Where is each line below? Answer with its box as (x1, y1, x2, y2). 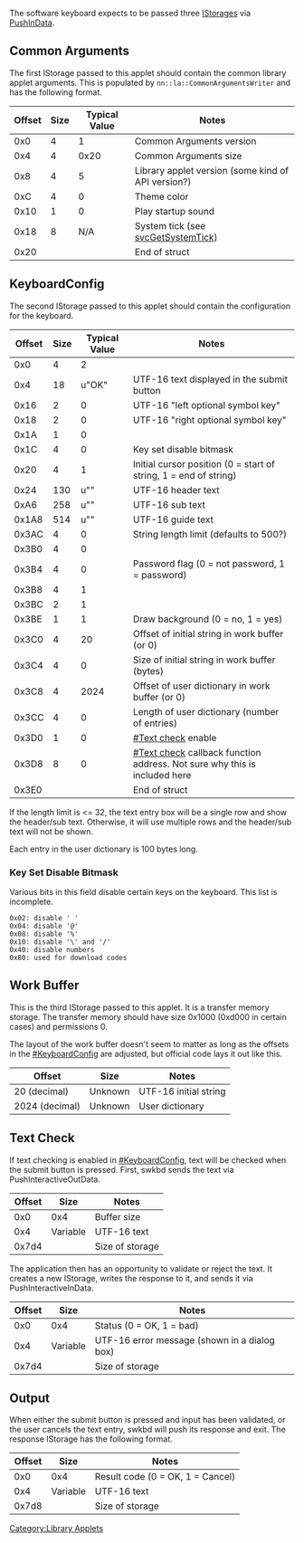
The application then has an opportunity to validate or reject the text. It (9, 1262, 273, 1274)
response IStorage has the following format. (9, 1433, 174, 1444)
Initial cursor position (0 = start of (132, 457, 276, 470)
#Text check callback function (132, 746, 261, 758)
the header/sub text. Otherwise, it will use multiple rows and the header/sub (9, 816, 292, 827)
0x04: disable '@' (9, 921, 79, 930)
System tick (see (134, 219, 206, 232)
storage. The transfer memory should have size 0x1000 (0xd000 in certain (9, 1011, 287, 1022)
